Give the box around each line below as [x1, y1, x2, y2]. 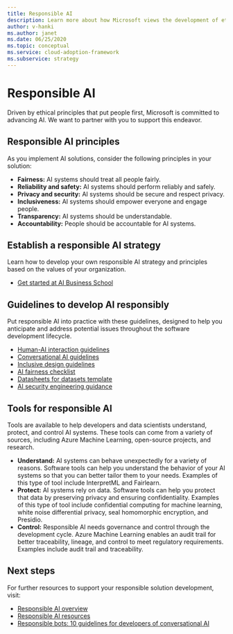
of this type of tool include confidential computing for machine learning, [17, 501, 223, 509]
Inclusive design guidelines [17, 360, 95, 369]
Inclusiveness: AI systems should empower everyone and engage [17, 197, 207, 206]
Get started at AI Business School [17, 278, 113, 287]
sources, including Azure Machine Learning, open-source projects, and [7, 435, 212, 444]
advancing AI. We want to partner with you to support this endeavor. [7, 115, 202, 124]
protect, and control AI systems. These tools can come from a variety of [7, 428, 213, 436]
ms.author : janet [7, 29, 58, 37]
